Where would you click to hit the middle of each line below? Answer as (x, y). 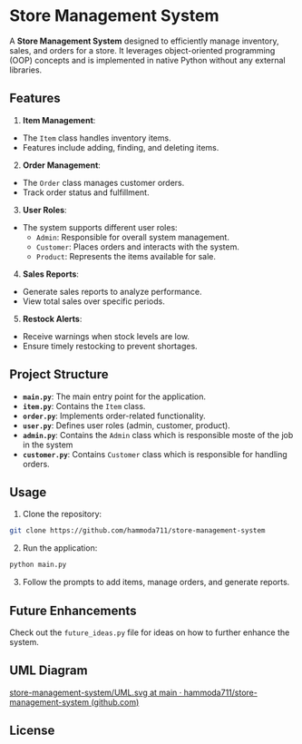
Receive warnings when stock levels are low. (106, 336)
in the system (48, 445)
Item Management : (59, 120)
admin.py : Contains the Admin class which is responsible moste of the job (158, 435)
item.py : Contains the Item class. (84, 406)
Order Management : (62, 165)
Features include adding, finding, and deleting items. (121, 147)
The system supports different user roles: (100, 227)
